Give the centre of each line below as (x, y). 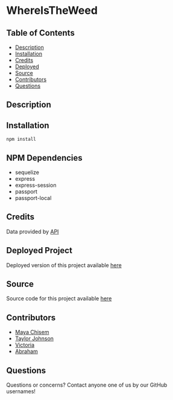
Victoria (25, 345)
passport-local (33, 198)
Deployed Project (39, 250)
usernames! (21, 392)
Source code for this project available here (59, 298)
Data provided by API (33, 231)
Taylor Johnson (34, 338)
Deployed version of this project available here (64, 265)
